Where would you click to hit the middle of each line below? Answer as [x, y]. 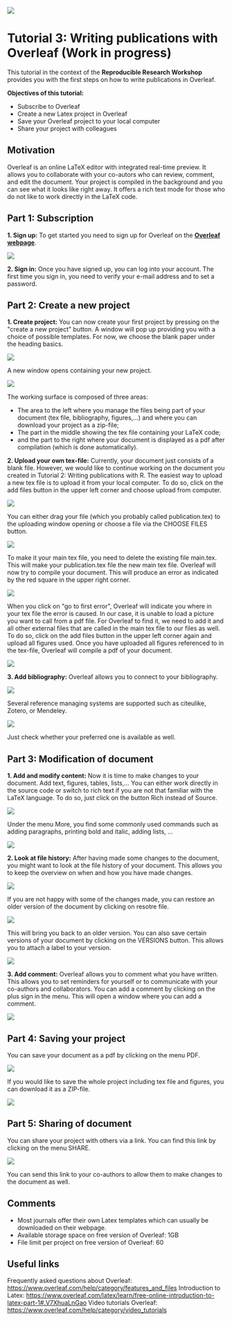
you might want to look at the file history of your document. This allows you [115, 865]
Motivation [31, 150]
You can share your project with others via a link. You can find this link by [111, 1140]
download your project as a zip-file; [68, 425]
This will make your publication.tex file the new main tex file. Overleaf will [111, 565]
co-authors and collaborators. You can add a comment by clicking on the [111, 989]
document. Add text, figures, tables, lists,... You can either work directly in [113, 783]
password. [22, 284]
